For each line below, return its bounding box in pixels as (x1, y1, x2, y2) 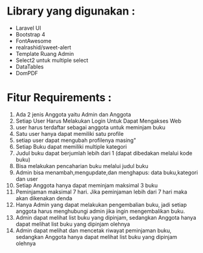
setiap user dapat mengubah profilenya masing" (15, 137, 136, 144)
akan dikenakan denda (15, 194, 73, 201)
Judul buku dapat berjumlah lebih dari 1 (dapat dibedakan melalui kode (15, 149, 193, 157)
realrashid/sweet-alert (15, 44, 72, 51)
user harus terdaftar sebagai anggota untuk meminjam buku (15, 123, 166, 131)
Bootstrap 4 (15, 30, 45, 38)
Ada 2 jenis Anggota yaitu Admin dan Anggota (15, 110, 131, 118)
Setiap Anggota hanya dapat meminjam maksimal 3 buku (15, 181, 158, 189)
